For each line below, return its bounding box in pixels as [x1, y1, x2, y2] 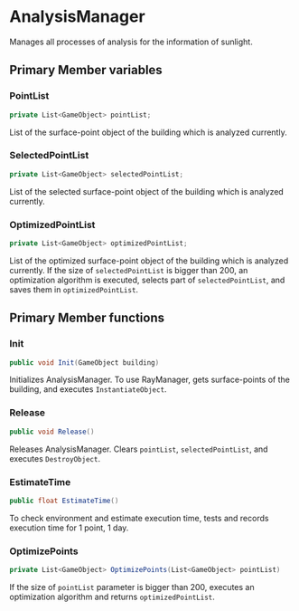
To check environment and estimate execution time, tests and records [9, 512, 269, 523]
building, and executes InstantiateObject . [9, 384, 167, 395]
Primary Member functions [9, 310, 165, 326]
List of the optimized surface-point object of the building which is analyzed [9, 255, 289, 266]
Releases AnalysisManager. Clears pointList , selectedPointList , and [9, 444, 268, 454]
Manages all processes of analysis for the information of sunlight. [9, 36, 253, 47]
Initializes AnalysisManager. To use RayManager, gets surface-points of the [9, 374, 291, 386]
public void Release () [9, 427, 95, 436]
